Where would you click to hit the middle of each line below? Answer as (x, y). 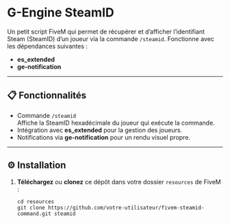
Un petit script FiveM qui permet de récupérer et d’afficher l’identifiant (106, 32)
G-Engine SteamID (61, 13)
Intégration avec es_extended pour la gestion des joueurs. (100, 130)
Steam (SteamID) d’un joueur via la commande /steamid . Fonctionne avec (111, 38)
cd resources (36, 201)
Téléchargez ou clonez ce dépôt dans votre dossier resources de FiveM (119, 182)
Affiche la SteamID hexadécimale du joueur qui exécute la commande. (116, 123)
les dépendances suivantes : (47, 46)
